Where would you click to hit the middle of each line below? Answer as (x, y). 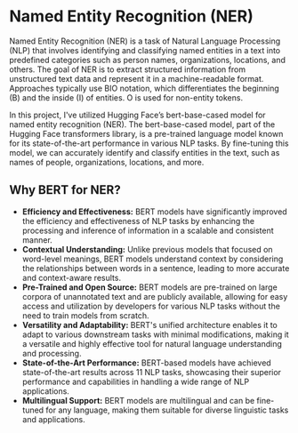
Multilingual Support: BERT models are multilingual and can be (138, 400)
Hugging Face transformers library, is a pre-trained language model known (146, 133)
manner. (37, 240)
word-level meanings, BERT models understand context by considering (153, 259)
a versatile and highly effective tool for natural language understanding (152, 343)
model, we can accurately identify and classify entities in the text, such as (145, 152)
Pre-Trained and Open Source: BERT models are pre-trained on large (149, 287)
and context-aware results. (72, 277)
